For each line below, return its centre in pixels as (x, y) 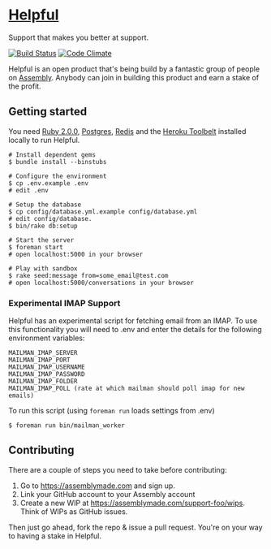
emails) (22, 396)
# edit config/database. (50, 218)
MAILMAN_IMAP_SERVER (43, 353)
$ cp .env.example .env (49, 183)
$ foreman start (36, 247)
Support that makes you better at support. (79, 37)
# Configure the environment (58, 176)
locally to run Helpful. (44, 140)
